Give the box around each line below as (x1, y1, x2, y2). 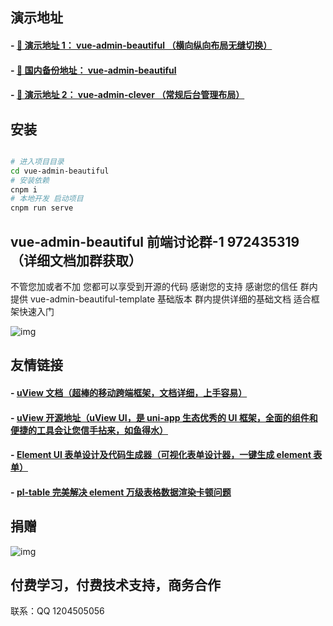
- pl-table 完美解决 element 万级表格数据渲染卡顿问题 (10, 486, 232, 498)
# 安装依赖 (10, 175, 50, 185)
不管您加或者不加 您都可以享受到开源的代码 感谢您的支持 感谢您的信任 (10, 281, 298, 293)
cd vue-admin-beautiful (10, 166, 110, 176)
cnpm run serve (10, 203, 74, 213)
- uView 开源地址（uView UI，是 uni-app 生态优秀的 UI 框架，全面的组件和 (10, 411, 318, 423)
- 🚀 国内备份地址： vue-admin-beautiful (10, 64, 177, 76)
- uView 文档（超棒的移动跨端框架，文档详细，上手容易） (10, 387, 248, 399)
